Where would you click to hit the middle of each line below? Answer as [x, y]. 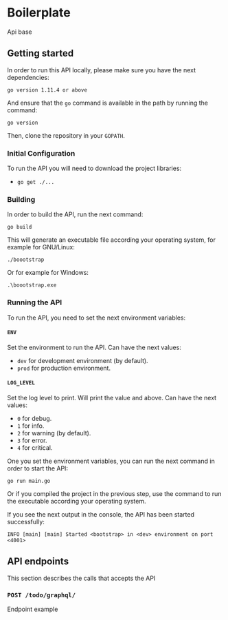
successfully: [26, 522]
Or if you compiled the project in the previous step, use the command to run [114, 494]
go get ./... [36, 183]
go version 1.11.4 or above [47, 90]
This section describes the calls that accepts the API [81, 578]
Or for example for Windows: [48, 273]
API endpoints [38, 562]
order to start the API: [38, 468]
